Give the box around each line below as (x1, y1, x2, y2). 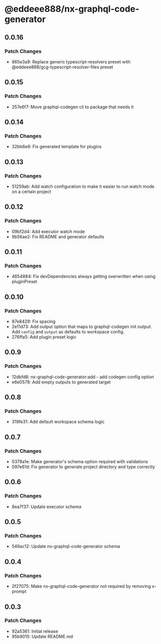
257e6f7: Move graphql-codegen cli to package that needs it (11, 104, 134, 110)
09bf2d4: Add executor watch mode (11, 228, 85, 234)
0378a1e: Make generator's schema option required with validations (11, 459, 148, 465)
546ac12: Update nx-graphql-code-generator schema (11, 544, 121, 549)
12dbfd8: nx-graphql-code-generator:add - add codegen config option (11, 374, 154, 380)
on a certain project (11, 189, 52, 195)
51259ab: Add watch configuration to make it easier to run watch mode (11, 183, 155, 189)
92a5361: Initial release (11, 628, 59, 634)
